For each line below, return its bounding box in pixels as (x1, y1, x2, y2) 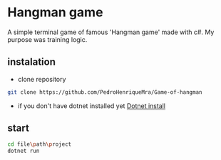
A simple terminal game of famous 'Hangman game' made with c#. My (7, 28, 215, 36)
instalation (7, 56, 56, 68)
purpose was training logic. (7, 35, 88, 43)
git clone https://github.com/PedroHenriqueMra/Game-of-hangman (7, 88, 202, 96)
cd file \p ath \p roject (7, 141, 72, 148)
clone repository (17, 75, 66, 83)
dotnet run (7, 147, 40, 155)
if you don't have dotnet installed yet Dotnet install (17, 101, 166, 110)
